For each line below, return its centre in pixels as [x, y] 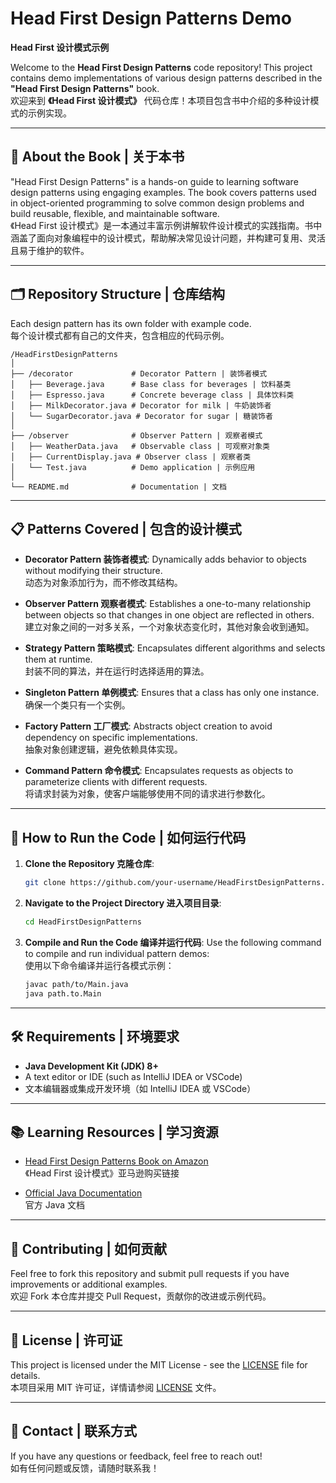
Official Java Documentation [83, 1193]
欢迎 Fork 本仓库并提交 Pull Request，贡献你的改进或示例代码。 [141, 1296]
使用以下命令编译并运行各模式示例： [99, 965]
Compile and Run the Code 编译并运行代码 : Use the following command [173, 942]
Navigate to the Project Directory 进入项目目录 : [123, 903]
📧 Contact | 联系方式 [74, 1431]
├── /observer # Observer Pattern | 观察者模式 [136, 435]
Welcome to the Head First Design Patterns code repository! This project [161, 67]
